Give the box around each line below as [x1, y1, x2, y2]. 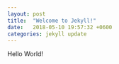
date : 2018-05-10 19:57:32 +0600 [7, 23, 113, 31]
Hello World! [7, 50, 44, 58]
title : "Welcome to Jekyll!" [7, 17, 97, 24]
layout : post [7, 10, 46, 18]
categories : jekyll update [7, 30, 87, 38]
